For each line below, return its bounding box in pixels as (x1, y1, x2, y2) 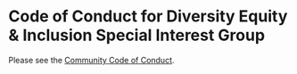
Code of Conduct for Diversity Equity (8, 6, 288, 27)
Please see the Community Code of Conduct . (8, 54, 175, 65)
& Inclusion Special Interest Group (8, 25, 265, 45)
